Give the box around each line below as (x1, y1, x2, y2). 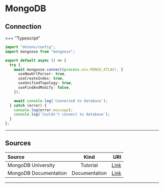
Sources (5, 139, 31, 148)
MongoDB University (7, 162, 55, 169)
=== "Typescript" (5, 35, 41, 41)
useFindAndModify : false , (18, 85, 71, 90)
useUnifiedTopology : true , (18, 81, 73, 86)
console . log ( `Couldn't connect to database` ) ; (14, 112, 110, 117)
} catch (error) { (9, 103, 47, 108)
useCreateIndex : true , (18, 76, 64, 81)
